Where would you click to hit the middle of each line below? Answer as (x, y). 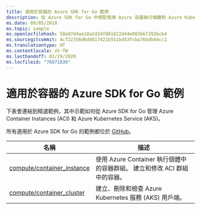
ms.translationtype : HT (36, 46)
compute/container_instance (50, 168)
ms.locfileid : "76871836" (38, 62)
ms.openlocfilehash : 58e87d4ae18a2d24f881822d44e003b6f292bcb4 (87, 34)
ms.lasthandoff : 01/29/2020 (41, 56)
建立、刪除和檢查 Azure (129, 188)
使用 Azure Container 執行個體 (138, 160)
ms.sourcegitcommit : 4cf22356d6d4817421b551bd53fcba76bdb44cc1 (87, 40)
